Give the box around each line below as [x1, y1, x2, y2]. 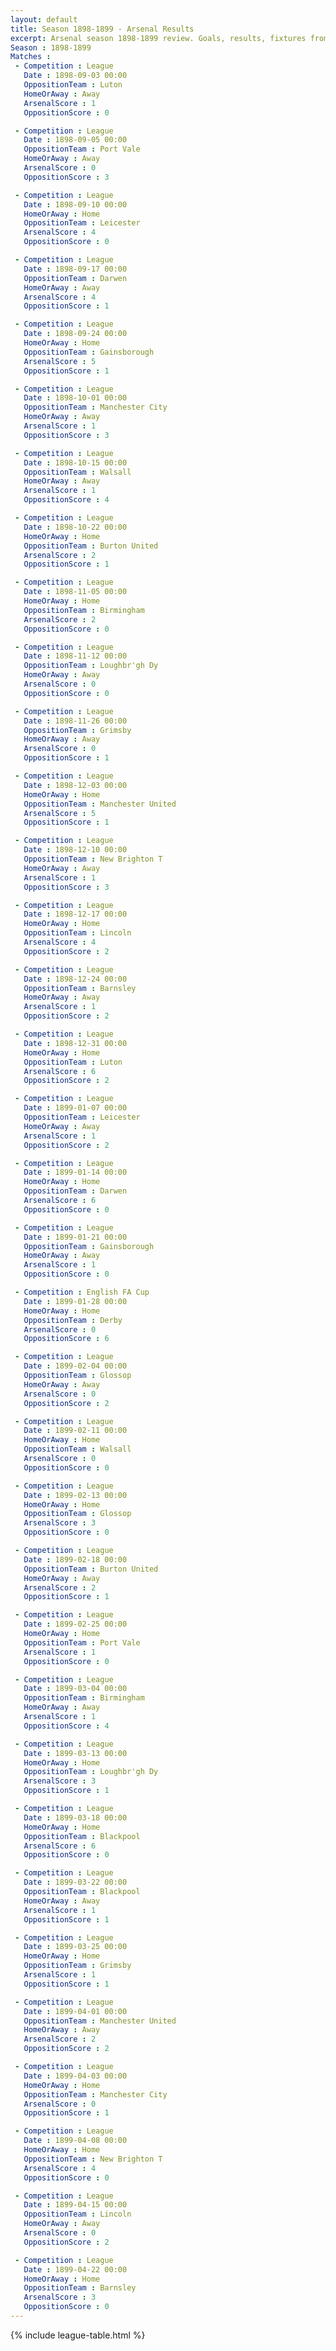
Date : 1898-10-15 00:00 [23, 457, 128, 468]
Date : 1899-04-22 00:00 [23, 2264, 128, 2275]
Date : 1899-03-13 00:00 [23, 1748, 128, 1758]
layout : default [10, 14, 78, 25]
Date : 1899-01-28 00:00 [23, 1296, 128, 1306]
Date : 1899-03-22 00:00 [23, 1877, 128, 1888]
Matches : [10, 52, 52, 62]
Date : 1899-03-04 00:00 [23, 1684, 128, 1694]
